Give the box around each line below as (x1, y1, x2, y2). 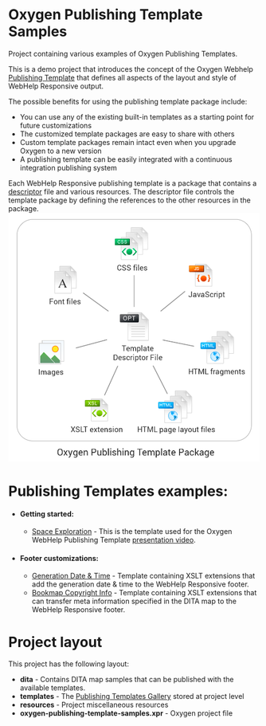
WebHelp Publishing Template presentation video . (31, 536, 197, 545)
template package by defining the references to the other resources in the (8, 195, 251, 205)
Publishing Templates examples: (8, 482, 229, 500)
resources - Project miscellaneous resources (19, 700, 169, 710)
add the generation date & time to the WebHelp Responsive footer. (31, 579, 249, 589)
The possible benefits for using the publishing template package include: (8, 96, 248, 106)
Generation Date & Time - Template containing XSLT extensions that (31, 571, 256, 581)
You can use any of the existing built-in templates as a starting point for (19, 112, 255, 121)
